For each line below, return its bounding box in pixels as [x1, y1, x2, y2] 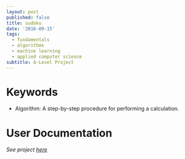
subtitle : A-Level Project [6, 59, 74, 65]
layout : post [6, 8, 39, 15]
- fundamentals [11, 37, 50, 43]
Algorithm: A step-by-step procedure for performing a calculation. [14, 105, 180, 112]
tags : [6, 31, 20, 37]
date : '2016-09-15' [6, 25, 55, 32]
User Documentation [6, 126, 113, 140]
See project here [6, 146, 48, 154]
